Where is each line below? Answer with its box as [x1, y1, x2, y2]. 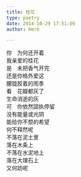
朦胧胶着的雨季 [6, 80, 44, 87]
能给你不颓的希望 [6, 118, 50, 126]
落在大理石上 [6, 157, 39, 164]
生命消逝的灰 [6, 95, 39, 103]
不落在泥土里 [6, 133, 39, 141]
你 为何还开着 [6, 49, 44, 57]
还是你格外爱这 [6, 72, 44, 80]
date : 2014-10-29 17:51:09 [6, 20, 75, 26]
